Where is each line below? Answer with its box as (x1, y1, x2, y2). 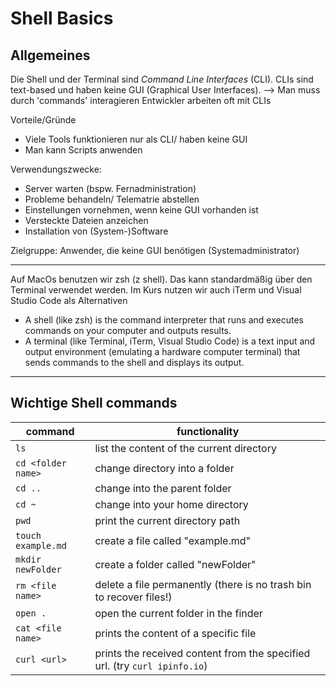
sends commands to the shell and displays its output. (24, 357, 245, 368)
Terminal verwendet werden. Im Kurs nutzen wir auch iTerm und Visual (10, 284, 302, 296)
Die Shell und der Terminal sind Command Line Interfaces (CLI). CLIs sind (10, 73, 314, 85)
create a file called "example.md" (94, 533, 252, 547)
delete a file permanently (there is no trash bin (94, 577, 312, 591)
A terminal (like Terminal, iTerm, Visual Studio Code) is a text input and (24, 335, 316, 347)
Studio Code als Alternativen (10, 295, 128, 306)
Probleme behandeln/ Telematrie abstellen (24, 193, 200, 205)
